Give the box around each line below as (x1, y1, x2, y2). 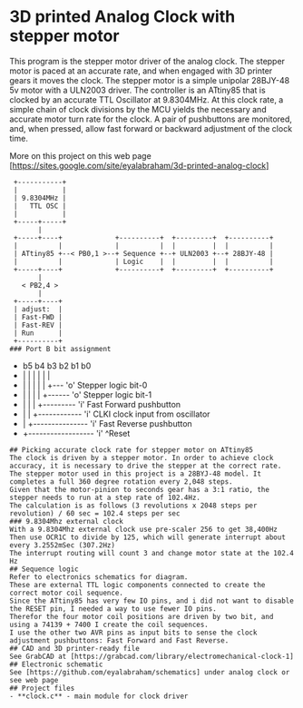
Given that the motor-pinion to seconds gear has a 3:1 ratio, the (9, 485, 270, 494)
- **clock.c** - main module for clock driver (9, 692, 189, 701)
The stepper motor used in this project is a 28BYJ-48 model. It (9, 469, 261, 478)
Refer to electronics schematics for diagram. (9, 572, 189, 582)
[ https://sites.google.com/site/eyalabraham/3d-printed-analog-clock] (9, 160, 269, 171)
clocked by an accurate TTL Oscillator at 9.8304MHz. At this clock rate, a (9, 93, 284, 105)
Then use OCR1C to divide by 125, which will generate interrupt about (9, 533, 286, 542)
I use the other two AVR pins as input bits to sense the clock (9, 628, 258, 637)
